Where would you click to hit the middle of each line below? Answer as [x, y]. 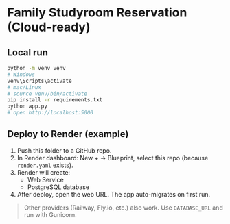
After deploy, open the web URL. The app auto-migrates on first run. [114, 194]
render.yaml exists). [45, 165]
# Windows [21, 74]
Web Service [45, 179]
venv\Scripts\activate [39, 81]
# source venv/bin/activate [47, 94]
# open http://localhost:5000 [50, 113]
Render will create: [44, 172]
